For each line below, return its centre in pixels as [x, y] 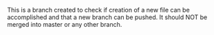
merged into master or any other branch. [65, 24]
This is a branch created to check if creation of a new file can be [99, 10]
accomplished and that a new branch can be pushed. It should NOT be [107, 17]
